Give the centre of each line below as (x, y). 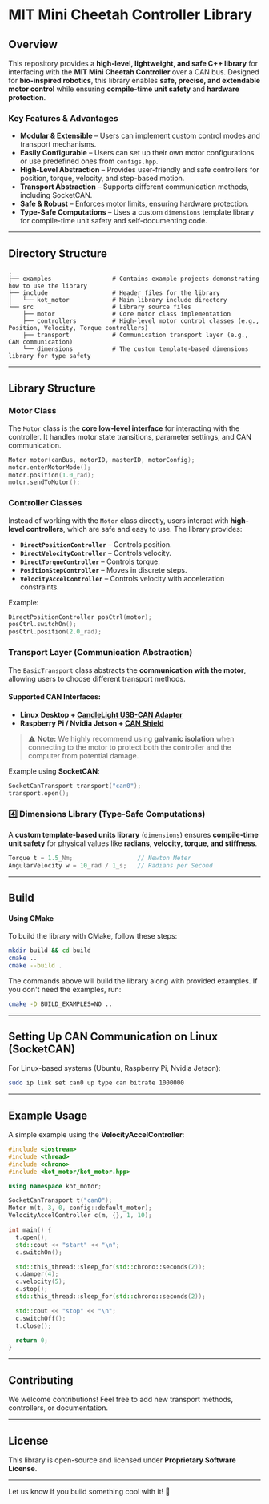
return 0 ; (32, 1340)
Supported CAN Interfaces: (55, 697)
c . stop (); (32, 1289)
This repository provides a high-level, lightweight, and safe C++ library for (133, 63)
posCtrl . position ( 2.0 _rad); (55, 632)
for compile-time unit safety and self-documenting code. (114, 221)
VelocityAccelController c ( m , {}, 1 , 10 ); (80, 1216)
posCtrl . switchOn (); (43, 625)
